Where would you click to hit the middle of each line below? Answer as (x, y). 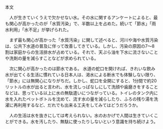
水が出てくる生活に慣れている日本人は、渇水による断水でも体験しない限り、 (81, 75)
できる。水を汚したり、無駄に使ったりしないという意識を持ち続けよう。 (86, 121)
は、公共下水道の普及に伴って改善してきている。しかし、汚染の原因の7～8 (80, 46)
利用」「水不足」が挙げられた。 (40, 30)
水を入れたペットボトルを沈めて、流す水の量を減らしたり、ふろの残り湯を (80, 99)
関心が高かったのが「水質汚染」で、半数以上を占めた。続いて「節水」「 (81, 24)
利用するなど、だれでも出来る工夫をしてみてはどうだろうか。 (79, 105)
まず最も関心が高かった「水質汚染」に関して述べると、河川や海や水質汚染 (84, 40)
